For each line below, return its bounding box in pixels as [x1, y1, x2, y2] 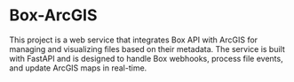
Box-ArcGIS [9, 5, 98, 26]
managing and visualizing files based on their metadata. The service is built [9, 43, 286, 54]
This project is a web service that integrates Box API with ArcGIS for [9, 34, 258, 45]
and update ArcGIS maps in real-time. [9, 63, 147, 73]
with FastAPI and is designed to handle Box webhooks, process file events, [9, 53, 283, 63]
